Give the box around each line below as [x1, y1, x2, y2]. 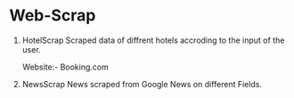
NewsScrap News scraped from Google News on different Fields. [21, 78, 263, 89]
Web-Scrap [9, 5, 96, 26]
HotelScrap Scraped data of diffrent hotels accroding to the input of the [21, 35, 285, 45]
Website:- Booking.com [21, 61, 109, 72]
